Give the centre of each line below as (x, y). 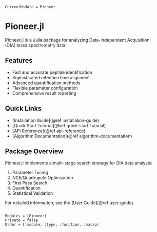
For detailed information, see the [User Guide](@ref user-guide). (70, 203)
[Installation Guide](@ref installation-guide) (56, 120)
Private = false (21, 220)
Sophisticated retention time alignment (51, 77)
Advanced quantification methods (46, 83)
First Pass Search (30, 183)
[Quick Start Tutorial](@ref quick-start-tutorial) (59, 125)
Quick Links (23, 108)
